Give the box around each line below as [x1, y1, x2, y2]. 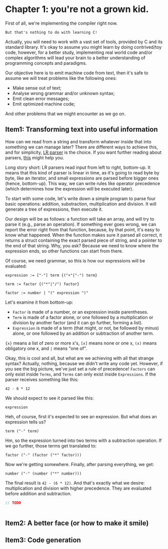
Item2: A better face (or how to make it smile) [5, 519, 149, 527]
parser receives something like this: [5, 376, 79, 383]
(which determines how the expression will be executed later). [5, 186, 134, 192]
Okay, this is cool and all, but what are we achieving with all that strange [5, 355, 154, 361]
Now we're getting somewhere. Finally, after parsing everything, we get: [5, 461, 154, 467]
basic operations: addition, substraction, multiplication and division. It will [5, 201, 156, 207]
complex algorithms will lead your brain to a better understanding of [5, 54, 145, 61]
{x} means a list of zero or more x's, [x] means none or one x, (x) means [5, 340, 157, 346]
